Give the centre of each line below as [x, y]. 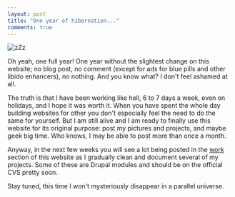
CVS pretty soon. [33, 173]
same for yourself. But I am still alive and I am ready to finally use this [109, 121]
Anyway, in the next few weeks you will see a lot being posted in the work [116, 150]
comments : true [30, 27]
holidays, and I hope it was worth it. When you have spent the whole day [114, 106]
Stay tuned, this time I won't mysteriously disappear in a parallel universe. [116, 186]
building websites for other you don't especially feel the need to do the [111, 113]
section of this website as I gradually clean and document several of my [113, 157]
